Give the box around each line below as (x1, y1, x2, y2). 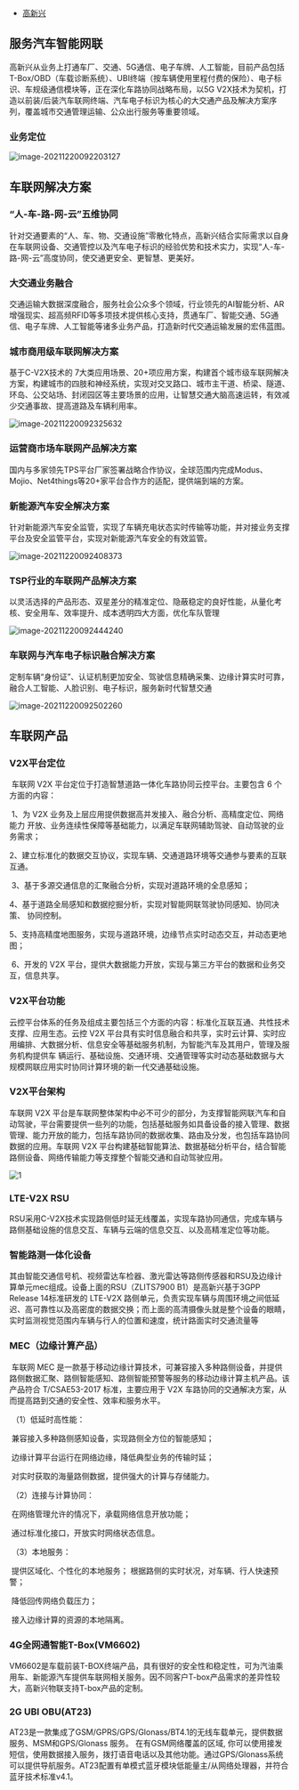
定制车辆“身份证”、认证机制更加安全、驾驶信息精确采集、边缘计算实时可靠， (9, 671, 289, 682)
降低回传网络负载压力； (11, 1595, 98, 1606)
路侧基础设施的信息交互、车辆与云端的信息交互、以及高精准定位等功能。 (9, 1225, 274, 1235)
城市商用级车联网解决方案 (9, 345, 119, 358)
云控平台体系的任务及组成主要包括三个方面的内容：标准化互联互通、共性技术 (9, 1016, 290, 1027)
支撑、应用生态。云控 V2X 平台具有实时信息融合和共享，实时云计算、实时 (9, 1027, 279, 1039)
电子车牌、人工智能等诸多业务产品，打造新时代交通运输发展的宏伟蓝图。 (24, 321, 290, 332)
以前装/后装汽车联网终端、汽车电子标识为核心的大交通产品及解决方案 (16, 94, 270, 105)
